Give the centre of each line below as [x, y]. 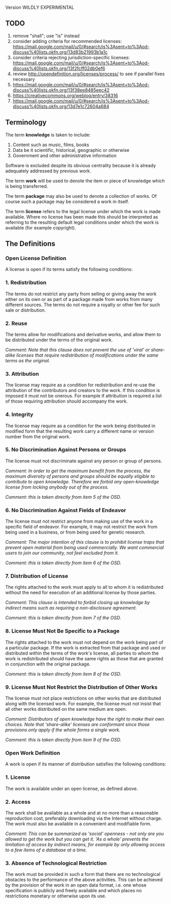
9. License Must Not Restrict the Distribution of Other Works [81, 687]
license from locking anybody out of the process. [57, 487]
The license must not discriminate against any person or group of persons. [84, 461]
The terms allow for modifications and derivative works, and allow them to [83, 334]
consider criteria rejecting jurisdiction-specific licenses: [71, 57]
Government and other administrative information [64, 155]
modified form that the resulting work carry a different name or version [80, 431]
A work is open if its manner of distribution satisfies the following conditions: [86, 764]
